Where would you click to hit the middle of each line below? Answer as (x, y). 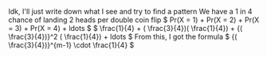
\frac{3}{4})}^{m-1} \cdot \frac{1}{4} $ (71, 45)
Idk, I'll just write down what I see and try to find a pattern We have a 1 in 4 (130, 11)
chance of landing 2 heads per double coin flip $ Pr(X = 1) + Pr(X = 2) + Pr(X (134, 20)
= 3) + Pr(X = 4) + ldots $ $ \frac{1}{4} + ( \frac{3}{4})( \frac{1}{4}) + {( (126, 28)
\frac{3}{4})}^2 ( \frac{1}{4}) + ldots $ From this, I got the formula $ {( (123, 36)
